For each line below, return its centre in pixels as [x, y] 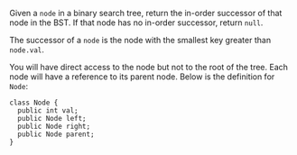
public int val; [48, 111]
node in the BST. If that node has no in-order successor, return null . [136, 23]
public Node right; [54, 126]
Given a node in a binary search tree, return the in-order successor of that [146, 13]
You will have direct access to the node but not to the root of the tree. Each [149, 67]
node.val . [27, 50]
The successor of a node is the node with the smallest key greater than [140, 40]
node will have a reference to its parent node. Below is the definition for [142, 77]
